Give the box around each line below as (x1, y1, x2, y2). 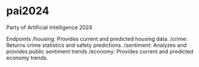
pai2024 (6, 4, 50, 18)
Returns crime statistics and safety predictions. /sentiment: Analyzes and (6, 42, 187, 49)
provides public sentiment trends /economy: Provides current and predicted (6, 47, 194, 55)
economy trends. (6, 54, 49, 61)
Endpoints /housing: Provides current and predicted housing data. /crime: (6, 35, 188, 42)
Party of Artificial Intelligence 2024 (6, 24, 93, 31)
